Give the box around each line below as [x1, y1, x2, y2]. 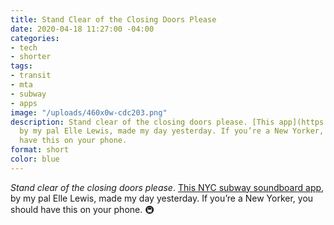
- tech [10, 42, 38, 53]
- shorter [10, 52, 52, 62]
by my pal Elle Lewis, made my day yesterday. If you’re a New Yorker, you [10, 192, 314, 204]
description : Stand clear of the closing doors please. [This [10, 117, 275, 127]
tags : [10, 61, 33, 71]
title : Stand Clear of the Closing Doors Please [10, 14, 217, 25]
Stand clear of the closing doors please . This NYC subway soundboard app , [10, 181, 325, 193]
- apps [10, 98, 38, 108]
